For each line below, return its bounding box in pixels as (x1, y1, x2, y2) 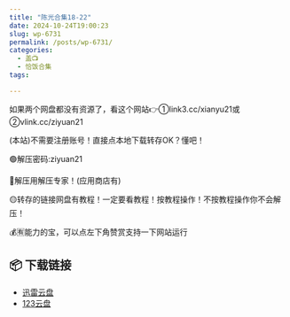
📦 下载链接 (9, 258, 73, 273)
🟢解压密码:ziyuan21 (9, 153, 82, 164)
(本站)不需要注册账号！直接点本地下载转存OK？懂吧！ (9, 135, 206, 145)
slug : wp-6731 (9, 29, 62, 38)
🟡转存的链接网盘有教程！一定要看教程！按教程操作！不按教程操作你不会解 (9, 194, 281, 205)
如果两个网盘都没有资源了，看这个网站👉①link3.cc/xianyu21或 (9, 104, 241, 114)
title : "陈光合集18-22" (9, 12, 91, 22)
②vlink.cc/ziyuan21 (9, 116, 83, 127)
